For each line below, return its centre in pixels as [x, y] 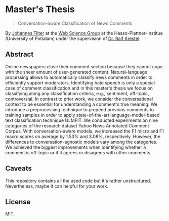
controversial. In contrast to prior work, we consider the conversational [79, 99]
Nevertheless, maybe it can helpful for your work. [57, 186]
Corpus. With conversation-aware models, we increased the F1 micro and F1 [85, 131]
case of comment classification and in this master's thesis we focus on [79, 88]
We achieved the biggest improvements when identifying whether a [76, 147]
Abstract [19, 54]
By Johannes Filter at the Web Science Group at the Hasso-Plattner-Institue [84, 33]
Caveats [18, 169]
